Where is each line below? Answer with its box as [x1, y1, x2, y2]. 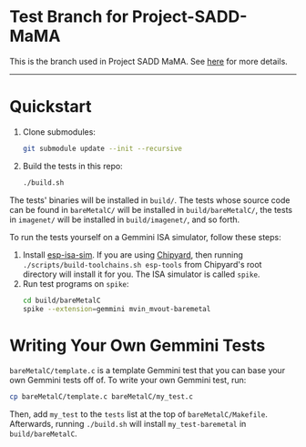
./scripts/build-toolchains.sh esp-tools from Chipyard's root [22, 259, 262, 269]
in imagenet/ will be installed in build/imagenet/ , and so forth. [9, 214, 240, 225]
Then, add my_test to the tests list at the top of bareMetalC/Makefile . [9, 409, 269, 420]
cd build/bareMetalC [22, 296, 101, 305]
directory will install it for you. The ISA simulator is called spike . [22, 269, 260, 279]
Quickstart [9, 97, 93, 117]
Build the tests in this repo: [22, 160, 123, 171]
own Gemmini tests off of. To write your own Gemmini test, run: [9, 375, 247, 386]
